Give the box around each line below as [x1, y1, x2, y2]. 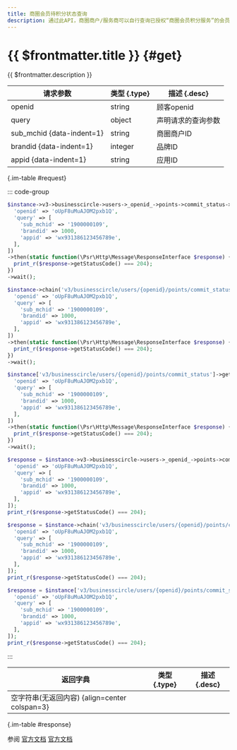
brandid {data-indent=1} [11, 142, 93, 152]
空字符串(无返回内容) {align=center [11, 693, 127, 703]
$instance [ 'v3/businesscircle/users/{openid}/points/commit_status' [7, 371, 213, 379]
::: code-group [7, 188, 49, 196]
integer [110, 142, 134, 152]
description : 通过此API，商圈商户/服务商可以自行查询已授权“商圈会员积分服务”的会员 [7, 17, 231, 24]
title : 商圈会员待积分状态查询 [7, 10, 87, 18]
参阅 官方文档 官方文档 [7, 734, 73, 743]
